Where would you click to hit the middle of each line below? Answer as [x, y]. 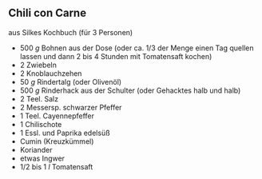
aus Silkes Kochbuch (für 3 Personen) [71, 32]
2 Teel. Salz [39, 98]
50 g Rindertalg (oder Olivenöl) [71, 82]
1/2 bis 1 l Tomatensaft [56, 166]
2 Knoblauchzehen [51, 73]
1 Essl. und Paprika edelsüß [65, 133]
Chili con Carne [47, 13]
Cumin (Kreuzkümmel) [57, 141]
